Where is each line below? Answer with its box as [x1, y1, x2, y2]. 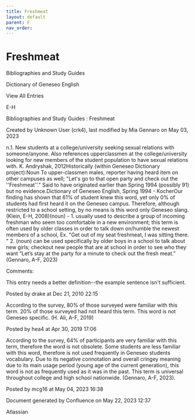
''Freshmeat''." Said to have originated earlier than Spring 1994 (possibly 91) [6, 181, 189, 188]
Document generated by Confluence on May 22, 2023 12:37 [6, 397, 151, 404]
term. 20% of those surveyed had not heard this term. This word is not [6, 308, 176, 315]
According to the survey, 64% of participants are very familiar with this [6, 337, 177, 344]
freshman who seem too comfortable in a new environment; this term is [6, 219, 179, 226]
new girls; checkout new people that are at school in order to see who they [6, 244, 187, 251]
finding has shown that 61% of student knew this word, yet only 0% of [6, 194, 176, 201]
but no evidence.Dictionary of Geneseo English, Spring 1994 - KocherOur [6, 188, 183, 195]
